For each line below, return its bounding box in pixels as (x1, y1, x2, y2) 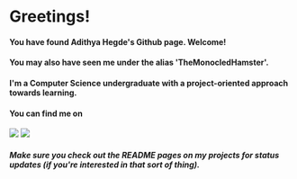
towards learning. (9, 87, 77, 98)
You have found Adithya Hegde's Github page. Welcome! (9, 36, 227, 47)
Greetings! (9, 6, 91, 27)
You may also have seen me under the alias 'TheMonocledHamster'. (9, 57, 269, 68)
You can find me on (9, 108, 83, 119)
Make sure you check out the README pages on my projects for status (9, 149, 280, 160)
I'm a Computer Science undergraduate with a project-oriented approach (9, 77, 289, 88)
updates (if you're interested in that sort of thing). (9, 159, 201, 170)
